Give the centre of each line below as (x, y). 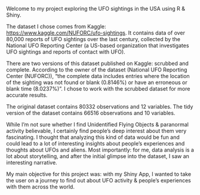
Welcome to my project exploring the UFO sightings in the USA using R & (96, 9)
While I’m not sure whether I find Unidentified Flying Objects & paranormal (98, 124)
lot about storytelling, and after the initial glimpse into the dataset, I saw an (98, 156)
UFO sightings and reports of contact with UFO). (66, 52)
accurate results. (27, 95)
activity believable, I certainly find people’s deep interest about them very (96, 131)
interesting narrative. (32, 162)
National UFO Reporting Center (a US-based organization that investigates (98, 45)
